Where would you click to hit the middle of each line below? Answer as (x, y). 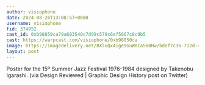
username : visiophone (34, 23)
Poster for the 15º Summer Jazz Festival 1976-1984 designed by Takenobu (100, 69)
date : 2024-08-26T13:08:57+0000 (47, 18)
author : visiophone (31, 12)
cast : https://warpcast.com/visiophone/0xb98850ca (72, 40)
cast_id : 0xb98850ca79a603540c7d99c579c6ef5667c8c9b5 (76, 35)
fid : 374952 (21, 29)
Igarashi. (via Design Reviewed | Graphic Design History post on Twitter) (97, 75)
